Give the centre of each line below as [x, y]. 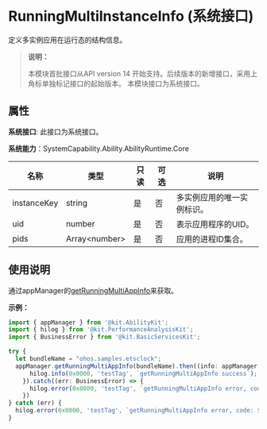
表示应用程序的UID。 [215, 224]
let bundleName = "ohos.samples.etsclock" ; [88, 359]
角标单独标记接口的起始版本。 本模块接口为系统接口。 [116, 83]
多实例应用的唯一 [208, 197]
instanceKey [35, 203]
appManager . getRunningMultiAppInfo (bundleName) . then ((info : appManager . [138, 366]
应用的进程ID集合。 [212, 239]
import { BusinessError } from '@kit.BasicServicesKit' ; [104, 337]
